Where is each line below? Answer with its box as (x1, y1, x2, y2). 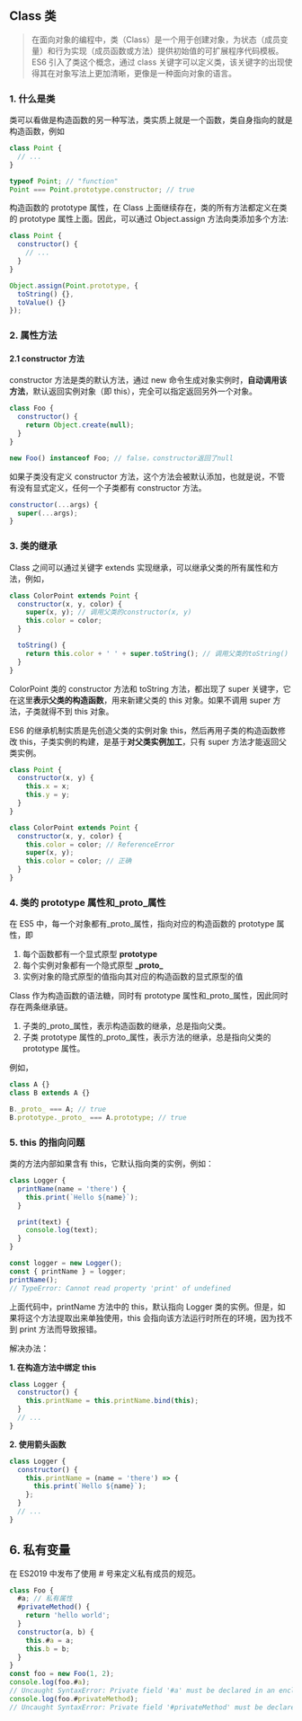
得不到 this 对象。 (48, 705, 114, 716)
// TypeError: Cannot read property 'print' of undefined (9, 1283, 231, 1292)
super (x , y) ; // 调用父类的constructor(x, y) (25, 608, 192, 617)
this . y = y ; (25, 790, 70, 800)
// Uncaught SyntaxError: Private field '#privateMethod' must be (9, 1702, 263, 1712)
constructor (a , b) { (17, 1628, 94, 1637)
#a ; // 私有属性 (17, 1594, 74, 1603)
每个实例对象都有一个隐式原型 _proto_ (22, 960, 164, 971)
